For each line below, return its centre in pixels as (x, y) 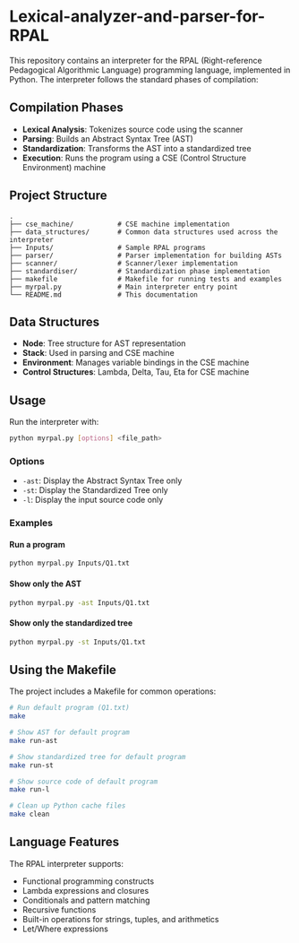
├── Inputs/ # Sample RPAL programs (107, 247)
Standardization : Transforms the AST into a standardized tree (137, 148)
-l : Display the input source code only (93, 500)
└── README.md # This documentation (104, 294)
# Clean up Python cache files (68, 806)
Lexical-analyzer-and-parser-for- (137, 17)
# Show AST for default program (69, 732)
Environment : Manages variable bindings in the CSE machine (136, 363)
